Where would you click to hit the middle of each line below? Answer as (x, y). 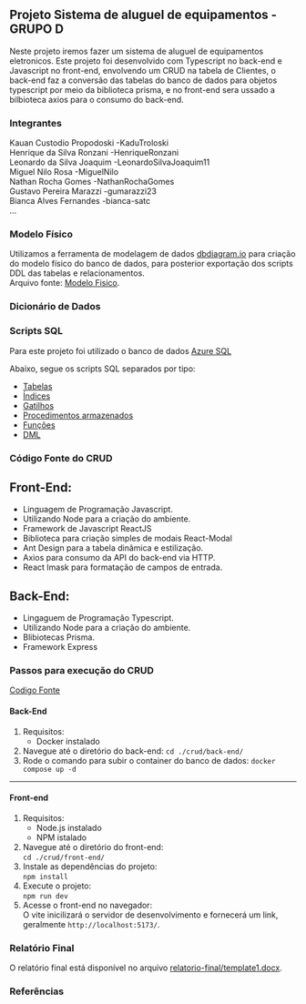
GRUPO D (36, 30)
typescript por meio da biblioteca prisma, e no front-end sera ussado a (143, 89)
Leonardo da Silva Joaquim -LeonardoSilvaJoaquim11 (110, 162)
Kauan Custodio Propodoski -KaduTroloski (89, 143)
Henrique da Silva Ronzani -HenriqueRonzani (94, 153)
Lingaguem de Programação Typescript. (98, 618)
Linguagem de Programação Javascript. (97, 510)
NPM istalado (61, 837)
